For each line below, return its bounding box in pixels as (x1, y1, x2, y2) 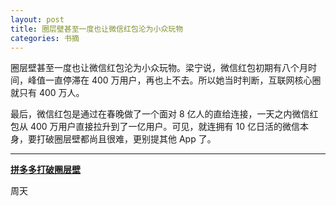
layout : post (10, 14, 65, 25)
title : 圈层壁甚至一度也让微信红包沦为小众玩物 (10, 24, 184, 34)
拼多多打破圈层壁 (10, 164, 81, 176)
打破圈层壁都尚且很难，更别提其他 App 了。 (36, 133, 217, 145)
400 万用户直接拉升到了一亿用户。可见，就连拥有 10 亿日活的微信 (29, 121, 300, 133)
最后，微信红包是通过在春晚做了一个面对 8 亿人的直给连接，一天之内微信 (10, 108, 310, 120)
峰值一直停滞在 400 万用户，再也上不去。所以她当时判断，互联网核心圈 (27, 74, 322, 86)
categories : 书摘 (10, 33, 80, 43)
